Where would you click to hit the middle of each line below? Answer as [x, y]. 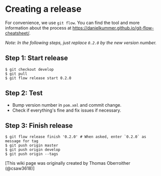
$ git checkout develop [30, 69]
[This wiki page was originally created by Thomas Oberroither [68, 163]
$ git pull [16, 74]
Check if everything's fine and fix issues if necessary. [67, 110]
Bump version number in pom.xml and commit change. [67, 105]
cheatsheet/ [17, 33]
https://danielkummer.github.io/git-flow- [113, 28]
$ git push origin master [32, 146]
